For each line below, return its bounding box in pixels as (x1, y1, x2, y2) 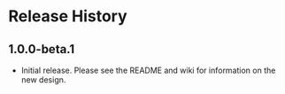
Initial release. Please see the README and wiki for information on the (20, 65, 276, 75)
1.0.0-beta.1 (8, 42, 75, 57)
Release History (8, 6, 127, 27)
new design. (20, 74, 66, 85)
